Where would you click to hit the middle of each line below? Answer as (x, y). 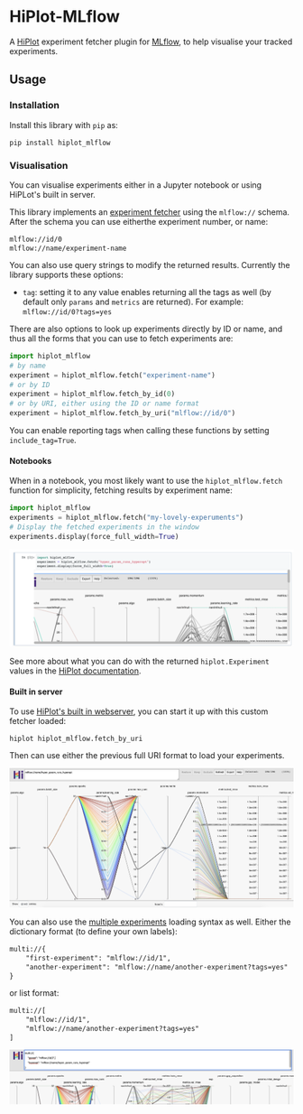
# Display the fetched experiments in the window (105, 527)
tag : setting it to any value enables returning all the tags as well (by (147, 292)
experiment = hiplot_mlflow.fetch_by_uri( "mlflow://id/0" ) (123, 413)
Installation (35, 106)
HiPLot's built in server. (53, 194)
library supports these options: (66, 274)
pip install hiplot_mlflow (60, 143)
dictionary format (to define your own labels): (93, 932)
